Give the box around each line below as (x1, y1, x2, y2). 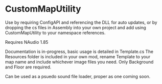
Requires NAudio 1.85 (5, 39, 48, 45)
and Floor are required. (5, 64, 51, 70)
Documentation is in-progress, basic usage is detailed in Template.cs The (5, 49, 154, 54)
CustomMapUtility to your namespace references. (5, 30, 106, 35)
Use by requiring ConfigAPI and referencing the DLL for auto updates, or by (5, 19, 158, 25)
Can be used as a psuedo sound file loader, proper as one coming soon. (5, 73, 151, 79)
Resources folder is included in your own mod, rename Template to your (5, 53, 151, 59)
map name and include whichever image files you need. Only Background (5, 59, 154, 65)
